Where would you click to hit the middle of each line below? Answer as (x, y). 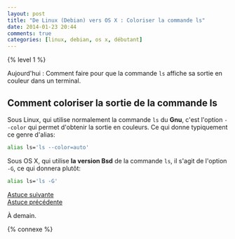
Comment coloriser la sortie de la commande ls (112, 103)
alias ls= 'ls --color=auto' (48, 147)
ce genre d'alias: (31, 135)
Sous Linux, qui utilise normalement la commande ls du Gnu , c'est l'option (115, 119)
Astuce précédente (35, 202)
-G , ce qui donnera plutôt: (44, 168)
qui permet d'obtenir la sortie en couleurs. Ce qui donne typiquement (128, 127)
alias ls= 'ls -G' (33, 181)
